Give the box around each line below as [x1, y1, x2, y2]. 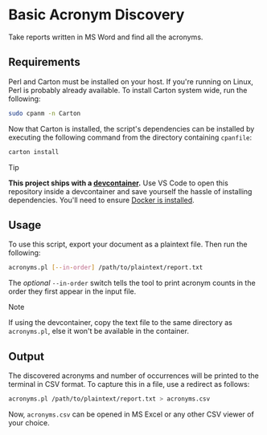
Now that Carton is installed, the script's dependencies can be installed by [8, 124, 255, 133]
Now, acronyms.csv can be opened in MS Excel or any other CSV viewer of [8, 409, 255, 419]
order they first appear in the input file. [8, 287, 137, 296]
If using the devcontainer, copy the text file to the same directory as [8, 318, 233, 327]
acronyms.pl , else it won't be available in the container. [8, 327, 189, 336]
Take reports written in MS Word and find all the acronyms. [8, 32, 203, 42]
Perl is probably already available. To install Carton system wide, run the [8, 85, 248, 95]
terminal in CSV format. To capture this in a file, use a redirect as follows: [8, 380, 250, 388]
